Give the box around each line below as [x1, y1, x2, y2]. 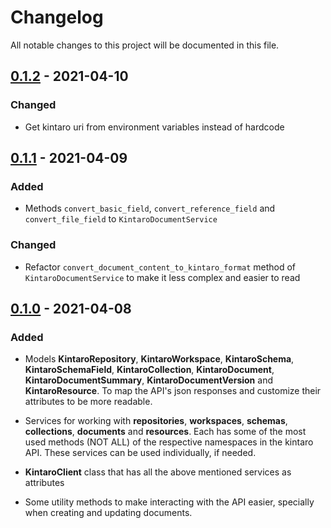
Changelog [10, 6, 104, 29]
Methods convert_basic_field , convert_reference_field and [24, 202, 276, 215]
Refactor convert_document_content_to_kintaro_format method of [24, 261, 297, 273]
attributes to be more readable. [24, 396, 153, 408]
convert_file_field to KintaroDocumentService [24, 213, 218, 225]
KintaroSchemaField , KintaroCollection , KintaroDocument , [24, 364, 275, 376]
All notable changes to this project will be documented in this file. [10, 39, 280, 51]
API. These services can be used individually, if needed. [24, 447, 257, 459]
